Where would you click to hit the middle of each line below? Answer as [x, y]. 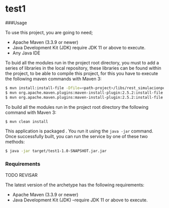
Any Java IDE [26, 53]
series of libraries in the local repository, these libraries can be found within [83, 68]
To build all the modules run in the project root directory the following [77, 107]
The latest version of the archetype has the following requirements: [75, 185]
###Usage [16, 23]
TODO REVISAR [21, 175]
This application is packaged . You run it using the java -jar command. [79, 131]
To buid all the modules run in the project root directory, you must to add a [82, 62]
